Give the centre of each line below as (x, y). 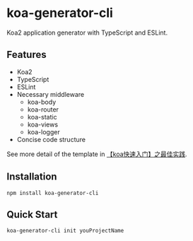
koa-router (43, 109)
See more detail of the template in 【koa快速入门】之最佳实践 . (97, 154)
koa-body (42, 102)
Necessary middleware (51, 94)
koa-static (42, 117)
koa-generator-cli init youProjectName (65, 231)
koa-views (42, 124)
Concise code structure (51, 139)
